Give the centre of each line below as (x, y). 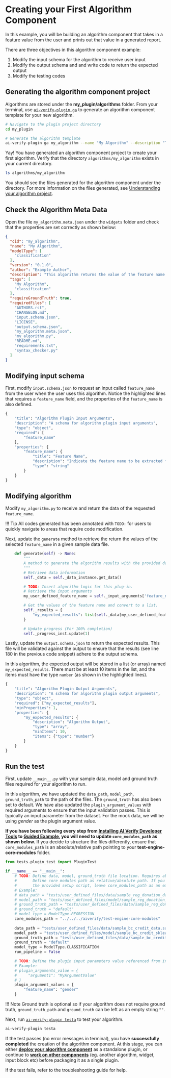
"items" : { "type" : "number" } (63, 736)
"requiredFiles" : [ (31, 303)
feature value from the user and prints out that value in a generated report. (83, 40)
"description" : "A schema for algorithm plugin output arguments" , (87, 694)
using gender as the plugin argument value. (51, 821)
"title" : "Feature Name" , (60, 457)
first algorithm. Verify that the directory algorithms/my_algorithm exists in (82, 158)
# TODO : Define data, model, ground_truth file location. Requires (87, 876)
